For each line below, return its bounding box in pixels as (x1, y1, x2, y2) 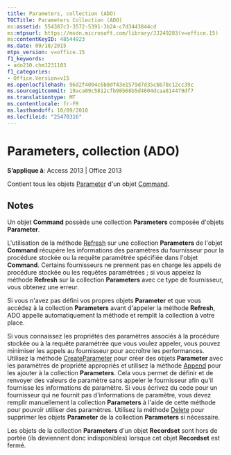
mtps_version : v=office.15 (7, 49, 85, 56)
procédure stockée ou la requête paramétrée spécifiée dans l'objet (7, 254, 198, 262)
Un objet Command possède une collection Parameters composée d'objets (7, 218, 224, 226)
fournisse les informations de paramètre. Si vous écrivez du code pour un (7, 384, 218, 392)
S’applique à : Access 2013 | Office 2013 (7, 166, 122, 174)
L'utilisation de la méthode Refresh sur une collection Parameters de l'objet (7, 239, 223, 247)
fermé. (7, 441, 26, 449)
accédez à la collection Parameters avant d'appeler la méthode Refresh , (7, 304, 216, 312)
